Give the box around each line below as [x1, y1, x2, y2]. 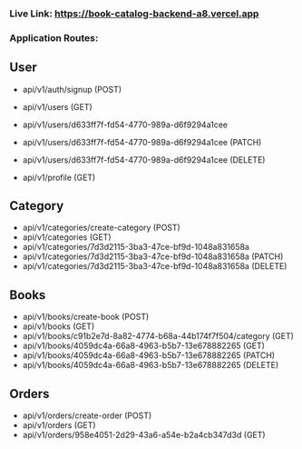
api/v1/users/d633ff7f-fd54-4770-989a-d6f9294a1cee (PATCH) [22, 136, 262, 147]
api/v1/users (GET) [22, 101, 93, 112]
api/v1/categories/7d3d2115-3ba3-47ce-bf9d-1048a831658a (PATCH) [22, 251, 284, 262]
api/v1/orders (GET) [22, 420, 97, 431]
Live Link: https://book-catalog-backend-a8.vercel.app [9, 7, 259, 20]
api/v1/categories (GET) [22, 232, 112, 243]
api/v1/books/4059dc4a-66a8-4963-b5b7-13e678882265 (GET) [22, 340, 266, 352]
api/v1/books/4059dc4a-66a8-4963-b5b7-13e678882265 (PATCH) [22, 350, 275, 361]
